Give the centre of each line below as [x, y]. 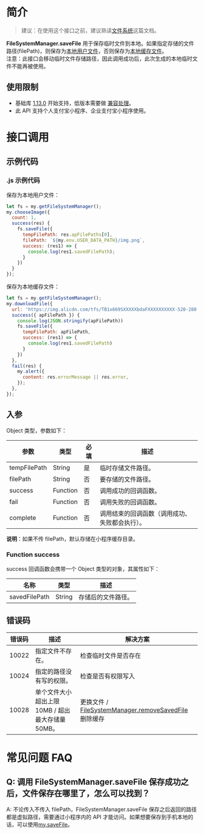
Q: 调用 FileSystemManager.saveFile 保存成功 [93, 782]
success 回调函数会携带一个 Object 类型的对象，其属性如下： [83, 568]
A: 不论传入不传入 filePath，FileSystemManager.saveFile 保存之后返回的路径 [102, 809]
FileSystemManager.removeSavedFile [134, 710]
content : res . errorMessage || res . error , [76, 377]
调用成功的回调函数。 [130, 491]
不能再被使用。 [30, 66]
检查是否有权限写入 [107, 676]
